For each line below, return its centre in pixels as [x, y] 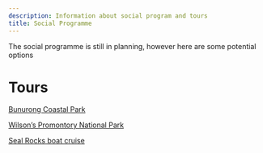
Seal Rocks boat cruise [47, 141]
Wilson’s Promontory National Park [66, 125]
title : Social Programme [50, 23]
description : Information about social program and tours [108, 16]
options [21, 55]
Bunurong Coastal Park [47, 110]
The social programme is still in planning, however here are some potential [132, 46]
